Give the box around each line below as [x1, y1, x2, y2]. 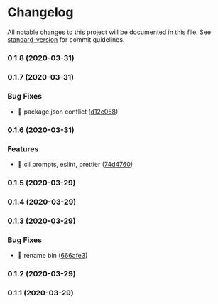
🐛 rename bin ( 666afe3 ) [17, 251, 88, 260]
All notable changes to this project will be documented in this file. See [7, 28, 212, 36]
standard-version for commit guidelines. [7, 35, 125, 43]
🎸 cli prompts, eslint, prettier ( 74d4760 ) [17, 161, 133, 169]
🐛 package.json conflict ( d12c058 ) [17, 107, 119, 116]
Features [7, 143, 39, 153]
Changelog [7, 4, 74, 21]
